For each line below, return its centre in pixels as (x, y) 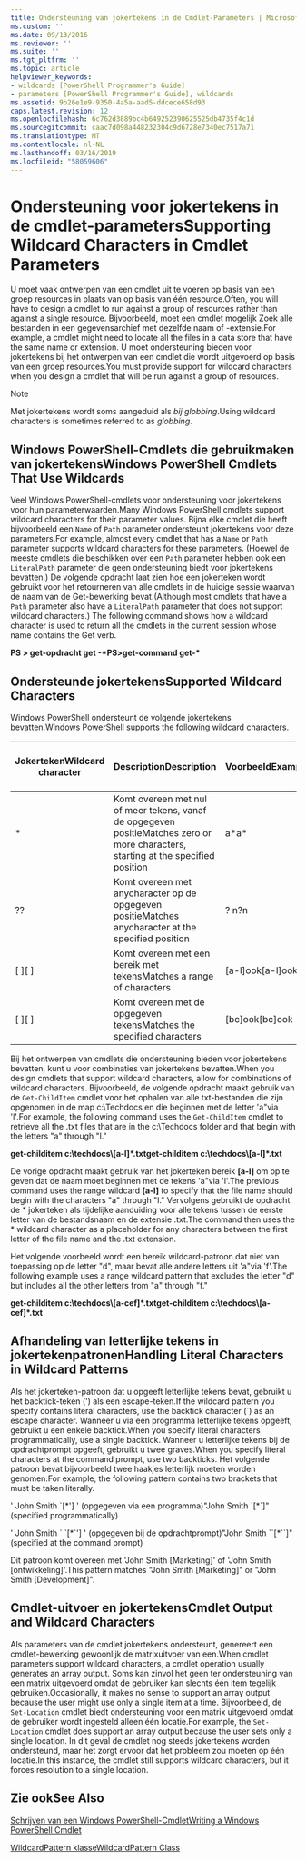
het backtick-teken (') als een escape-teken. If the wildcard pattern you (143, 1401)
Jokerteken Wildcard (60, 761)
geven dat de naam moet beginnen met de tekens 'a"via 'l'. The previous (145, 1181)
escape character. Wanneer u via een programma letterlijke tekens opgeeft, (152, 1420)
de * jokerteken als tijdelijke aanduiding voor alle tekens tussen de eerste (147, 1210)
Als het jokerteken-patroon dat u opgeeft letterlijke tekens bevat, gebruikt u (151, 1391)
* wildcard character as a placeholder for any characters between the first (149, 1229)
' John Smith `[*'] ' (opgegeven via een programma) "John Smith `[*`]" (140, 1506)
